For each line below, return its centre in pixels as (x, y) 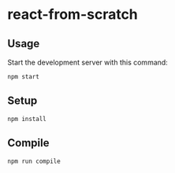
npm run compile (34, 161)
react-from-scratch (73, 15)
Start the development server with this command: (88, 62)
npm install (27, 119)
